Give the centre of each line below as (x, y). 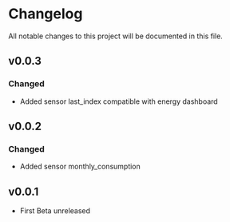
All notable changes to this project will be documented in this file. (116, 36)
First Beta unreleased (55, 211)
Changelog (46, 14)
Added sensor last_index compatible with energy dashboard (119, 101)
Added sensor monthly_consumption (80, 166)
